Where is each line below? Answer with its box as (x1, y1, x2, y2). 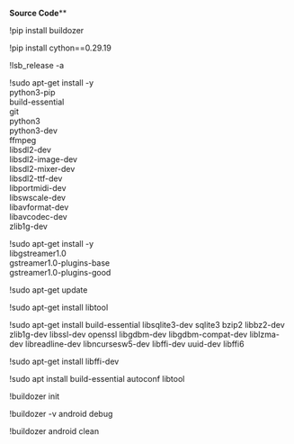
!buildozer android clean (9, 426, 100, 436)
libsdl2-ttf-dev (9, 173, 63, 184)
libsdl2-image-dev (9, 154, 78, 165)
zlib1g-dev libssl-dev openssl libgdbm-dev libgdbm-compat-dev (9, 329, 248, 340)
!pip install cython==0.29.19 (9, 42, 112, 53)
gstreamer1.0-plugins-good (9, 267, 111, 277)
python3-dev (9, 125, 58, 136)
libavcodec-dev (9, 212, 67, 222)
